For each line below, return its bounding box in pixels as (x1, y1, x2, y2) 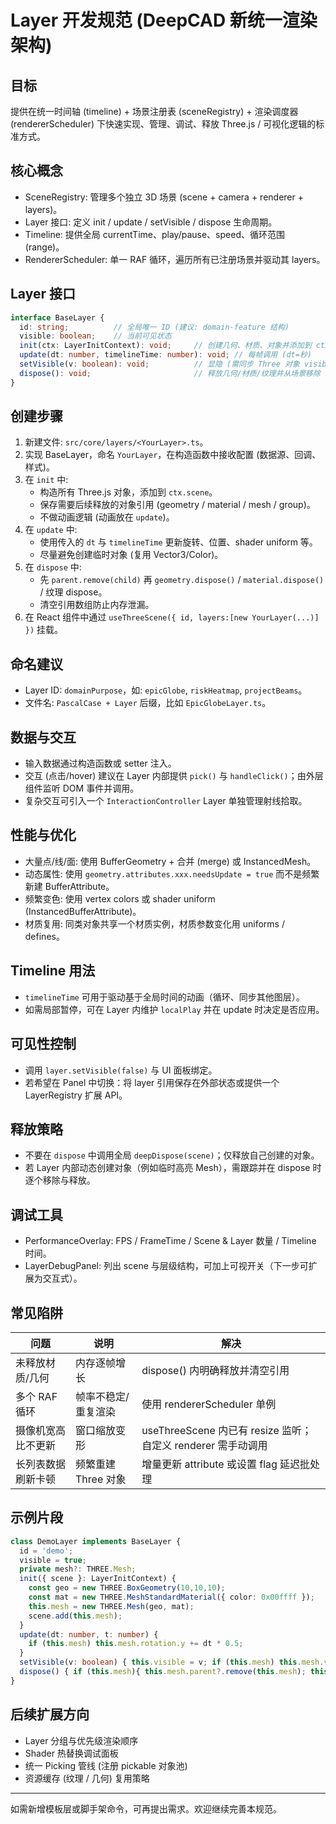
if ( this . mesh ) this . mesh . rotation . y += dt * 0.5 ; (28, 1639, 244, 1649)
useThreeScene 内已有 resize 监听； (141, 1423, 313, 1437)
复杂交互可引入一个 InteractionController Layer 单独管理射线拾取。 (24, 795, 308, 807)
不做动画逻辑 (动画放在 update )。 (39, 511, 175, 523)
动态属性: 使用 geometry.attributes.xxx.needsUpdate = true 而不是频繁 (24, 867, 320, 880)
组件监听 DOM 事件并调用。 (24, 782, 140, 795)
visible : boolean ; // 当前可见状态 (19, 331, 172, 341)
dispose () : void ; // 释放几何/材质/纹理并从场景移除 (19, 368, 321, 378)
